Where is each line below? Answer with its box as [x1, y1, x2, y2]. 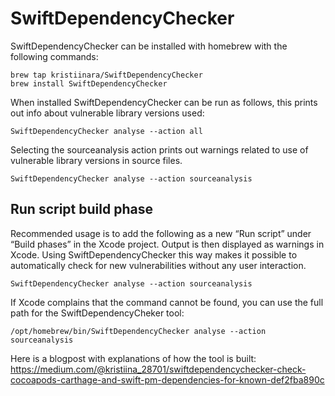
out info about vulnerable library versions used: [10, 107, 205, 119]
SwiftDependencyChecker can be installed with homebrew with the [10, 40, 288, 52]
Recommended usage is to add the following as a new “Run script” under [10, 227, 312, 239]
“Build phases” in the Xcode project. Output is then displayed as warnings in [10, 238, 325, 250]
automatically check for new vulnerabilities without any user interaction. [10, 259, 307, 271]
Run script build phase [10, 201, 153, 218]
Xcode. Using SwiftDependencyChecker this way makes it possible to [10, 248, 298, 261]
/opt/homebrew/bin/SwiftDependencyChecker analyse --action [10, 326, 267, 336]
